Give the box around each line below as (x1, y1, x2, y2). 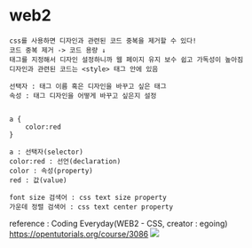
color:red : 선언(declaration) (9, 156, 122, 165)
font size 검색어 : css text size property (9, 193, 167, 202)
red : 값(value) (9, 175, 68, 185)
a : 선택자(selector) (9, 148, 84, 156)
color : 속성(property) (9, 166, 93, 175)
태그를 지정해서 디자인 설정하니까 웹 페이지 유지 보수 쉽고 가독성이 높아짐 (9, 55, 244, 64)
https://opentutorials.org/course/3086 (9, 228, 149, 239)
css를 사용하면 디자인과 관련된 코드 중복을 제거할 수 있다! (9, 36, 197, 45)
